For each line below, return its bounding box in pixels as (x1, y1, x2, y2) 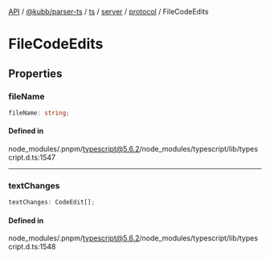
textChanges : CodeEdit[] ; (8, 198, 95, 207)
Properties (8, 67, 63, 80)
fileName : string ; (8, 108, 70, 117)
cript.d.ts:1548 (8, 242, 56, 252)
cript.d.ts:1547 (8, 152, 56, 162)
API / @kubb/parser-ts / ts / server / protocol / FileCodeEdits (8, 7, 209, 16)
